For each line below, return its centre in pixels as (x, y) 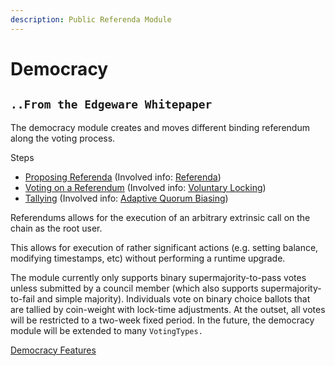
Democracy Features (53, 350)
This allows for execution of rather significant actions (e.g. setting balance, (164, 247)
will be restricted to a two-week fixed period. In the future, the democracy (162, 320)
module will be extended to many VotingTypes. (106, 330)
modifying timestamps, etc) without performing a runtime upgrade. (148, 258)
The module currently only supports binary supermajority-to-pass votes (158, 277)
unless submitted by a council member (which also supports (134, 288)
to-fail (22, 298)
